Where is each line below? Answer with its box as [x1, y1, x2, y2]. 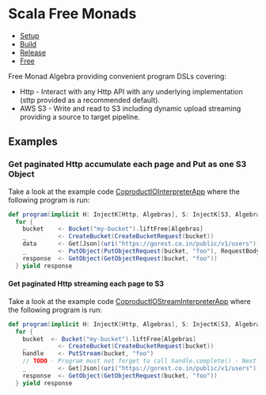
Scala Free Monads [8, 5, 137, 23]
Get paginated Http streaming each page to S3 [8, 279, 165, 289]
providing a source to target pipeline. [19, 112, 141, 121]
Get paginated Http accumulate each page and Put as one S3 [8, 159, 247, 170]
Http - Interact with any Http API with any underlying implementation [19, 86, 243, 96]
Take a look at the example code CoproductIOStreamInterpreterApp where [8, 296, 251, 306]
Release [19, 47, 46, 57]
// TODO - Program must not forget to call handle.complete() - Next [22, 357, 257, 365]
